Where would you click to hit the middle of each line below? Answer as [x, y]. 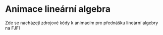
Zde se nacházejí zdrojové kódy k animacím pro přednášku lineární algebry [82, 23]
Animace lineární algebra [58, 9]
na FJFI [13, 28]
